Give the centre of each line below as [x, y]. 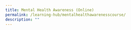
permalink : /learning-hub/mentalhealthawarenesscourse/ [65, 15]
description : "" [22, 19]
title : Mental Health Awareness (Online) [50, 10]
